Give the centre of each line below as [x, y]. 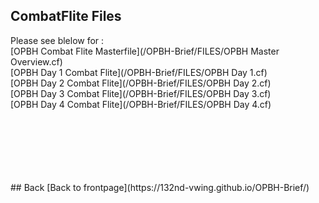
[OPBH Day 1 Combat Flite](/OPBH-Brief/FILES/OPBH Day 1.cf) [139, 72]
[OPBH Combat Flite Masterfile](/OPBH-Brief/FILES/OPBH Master [145, 51]
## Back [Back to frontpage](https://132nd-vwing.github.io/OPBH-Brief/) [160, 187]
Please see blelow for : [57, 40]
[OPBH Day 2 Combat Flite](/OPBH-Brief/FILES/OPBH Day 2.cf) [141, 83]
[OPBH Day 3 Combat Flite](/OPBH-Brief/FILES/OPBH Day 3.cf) [141, 93]
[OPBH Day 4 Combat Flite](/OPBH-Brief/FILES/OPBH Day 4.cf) [141, 104]
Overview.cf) [36, 61]
